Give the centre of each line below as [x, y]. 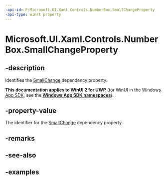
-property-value [31, 110]
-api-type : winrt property [33, 14]
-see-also [21, 155]
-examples [22, 172]
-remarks [20, 138]
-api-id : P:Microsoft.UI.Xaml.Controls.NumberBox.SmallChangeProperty [80, 10]
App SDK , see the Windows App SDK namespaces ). [59, 95]
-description [25, 68]
